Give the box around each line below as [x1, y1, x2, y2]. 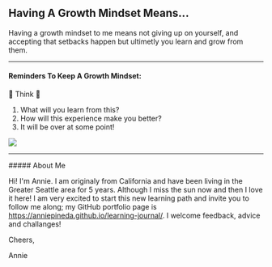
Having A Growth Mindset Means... [8, 6, 189, 20]
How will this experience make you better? [19, 113, 162, 124]
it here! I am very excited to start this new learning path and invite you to [8, 193, 249, 203]
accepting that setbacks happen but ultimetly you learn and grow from [8, 36, 244, 46]
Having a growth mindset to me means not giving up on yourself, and [8, 28, 239, 37]
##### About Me [8, 161, 66, 171]
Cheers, [8, 235, 35, 245]
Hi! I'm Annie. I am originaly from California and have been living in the [8, 176, 243, 186]
